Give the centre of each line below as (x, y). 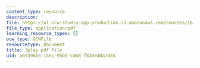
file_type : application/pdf (41, 28)
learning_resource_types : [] (42, 34)
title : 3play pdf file (34, 50)
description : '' (26, 17)
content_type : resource (36, 12)
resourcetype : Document (36, 45)
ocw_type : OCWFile (29, 39)
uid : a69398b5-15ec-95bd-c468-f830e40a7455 (61, 56)
